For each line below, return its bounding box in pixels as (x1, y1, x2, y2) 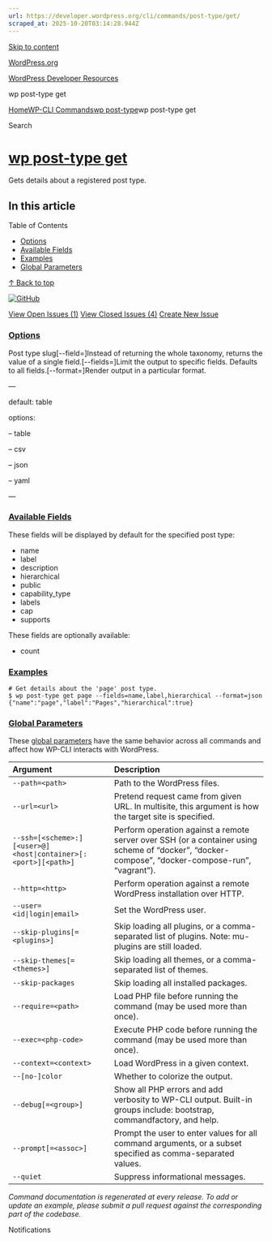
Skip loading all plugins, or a (113, 920, 221, 932)
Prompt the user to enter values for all (113, 1127, 257, 1139)
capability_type (19, 588, 71, 598)
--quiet (12, 1172, 42, 1182)
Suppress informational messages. (113, 1171, 246, 1183)
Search (8, 120, 32, 130)
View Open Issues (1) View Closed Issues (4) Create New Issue (8, 309, 219, 319)
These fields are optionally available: (8, 630, 131, 640)
